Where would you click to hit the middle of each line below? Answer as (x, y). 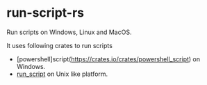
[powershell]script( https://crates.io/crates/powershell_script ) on (108, 59)
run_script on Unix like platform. (62, 74)
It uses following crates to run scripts (59, 45)
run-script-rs (45, 13)
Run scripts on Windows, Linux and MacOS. (69, 32)
